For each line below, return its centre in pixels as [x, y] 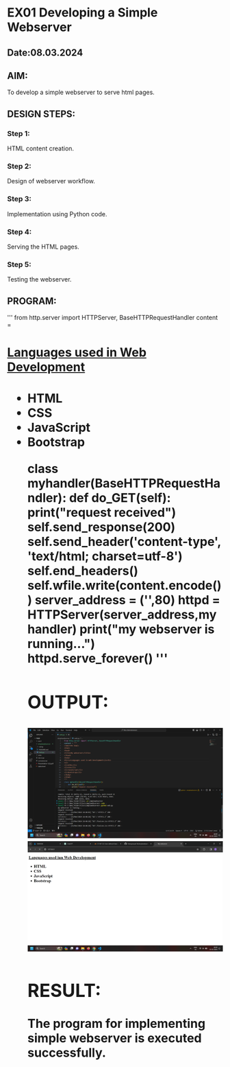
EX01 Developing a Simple [82, 13]
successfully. [66, 1053]
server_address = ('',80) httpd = [127, 600]
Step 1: [18, 133]
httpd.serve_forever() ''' [98, 659]
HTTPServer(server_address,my [122, 615]
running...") [61, 644]
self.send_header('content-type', [124, 542]
